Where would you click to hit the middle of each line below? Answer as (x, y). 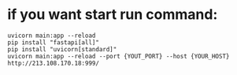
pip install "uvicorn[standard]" (62, 49)
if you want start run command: (113, 15)
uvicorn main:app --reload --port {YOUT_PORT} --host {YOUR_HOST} (119, 56)
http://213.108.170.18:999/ (54, 63)
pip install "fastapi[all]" (54, 42)
